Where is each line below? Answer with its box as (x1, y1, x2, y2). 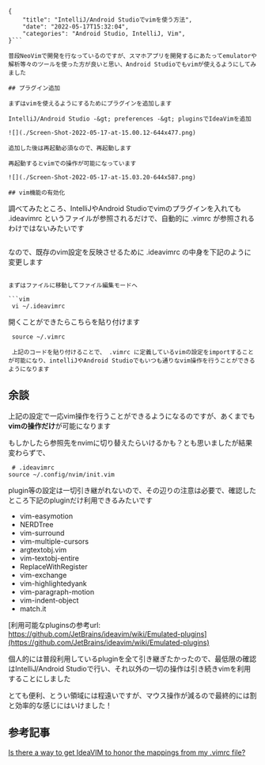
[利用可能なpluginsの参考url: (8, 620, 101, 629)
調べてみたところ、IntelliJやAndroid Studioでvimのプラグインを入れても (8, 204, 241, 213)
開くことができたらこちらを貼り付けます (8, 317, 140, 327)
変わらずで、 (8, 448, 50, 457)
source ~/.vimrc (11, 333, 66, 341)
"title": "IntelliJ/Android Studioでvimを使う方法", (22, 16, 193, 24)
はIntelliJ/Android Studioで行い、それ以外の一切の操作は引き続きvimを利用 (8, 664, 252, 673)
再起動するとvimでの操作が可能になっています (8, 159, 137, 167)
